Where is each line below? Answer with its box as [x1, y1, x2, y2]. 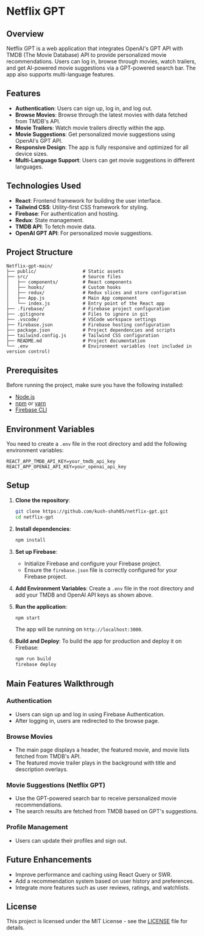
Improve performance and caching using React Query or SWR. [15, 871, 172, 878]
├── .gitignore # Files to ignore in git [6, 311, 149, 317]
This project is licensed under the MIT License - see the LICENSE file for [6, 918, 188, 925]
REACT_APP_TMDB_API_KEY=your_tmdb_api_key [6, 459, 116, 465]
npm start [15, 615, 41, 621]
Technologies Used [6, 181, 81, 191]
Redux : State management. [15, 216, 84, 223]
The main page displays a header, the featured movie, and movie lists [15, 746, 190, 753]
